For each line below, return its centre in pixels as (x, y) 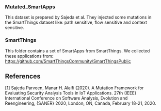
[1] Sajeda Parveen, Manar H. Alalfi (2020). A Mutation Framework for (74, 88)
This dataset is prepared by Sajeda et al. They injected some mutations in (78, 17)
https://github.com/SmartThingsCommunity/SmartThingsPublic (68, 61)
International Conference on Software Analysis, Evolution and (66, 98)
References (23, 76)
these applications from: (29, 56)
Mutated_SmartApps (30, 7)
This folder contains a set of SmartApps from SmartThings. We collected (78, 51)
